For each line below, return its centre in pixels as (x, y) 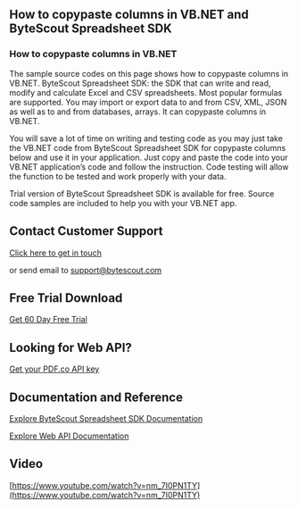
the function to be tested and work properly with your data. (118, 176)
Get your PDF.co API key (54, 369)
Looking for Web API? (70, 347)
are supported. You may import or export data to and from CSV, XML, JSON (148, 102)
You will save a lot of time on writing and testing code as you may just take (146, 138)
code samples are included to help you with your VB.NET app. (123, 203)
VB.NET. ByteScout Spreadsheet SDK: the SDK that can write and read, (140, 83)
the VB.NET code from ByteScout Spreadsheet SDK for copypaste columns (148, 147)
